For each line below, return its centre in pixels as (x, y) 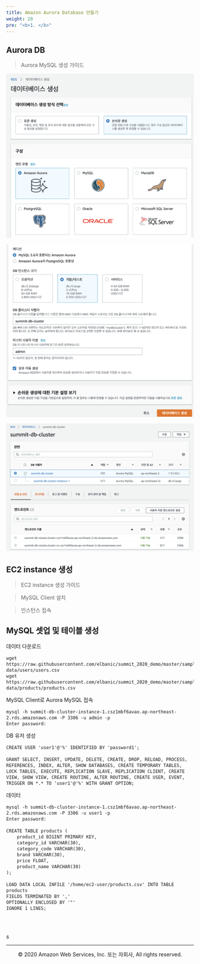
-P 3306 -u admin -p (85, 717)
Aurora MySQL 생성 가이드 (52, 65)
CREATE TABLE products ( (37, 831)
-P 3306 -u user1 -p (85, 813)
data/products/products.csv (41, 688)
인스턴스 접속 (36, 610)
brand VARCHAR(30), (41, 854)
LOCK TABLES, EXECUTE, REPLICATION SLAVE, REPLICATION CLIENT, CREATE (96, 771)
